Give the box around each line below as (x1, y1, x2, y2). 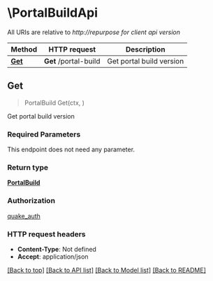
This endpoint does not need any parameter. (7, 145, 135, 154)
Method (10, 44, 38, 54)
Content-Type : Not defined (17, 245, 96, 253)
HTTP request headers (7, 229, 86, 238)
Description (125, 44, 166, 54)
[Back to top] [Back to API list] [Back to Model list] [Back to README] (7, 266, 206, 274)
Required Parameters (7, 129, 81, 139)
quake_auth (7, 211, 41, 220)
